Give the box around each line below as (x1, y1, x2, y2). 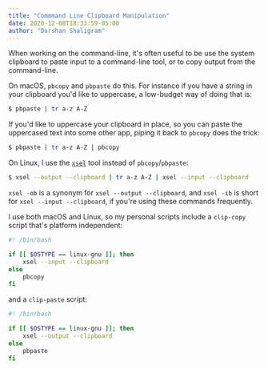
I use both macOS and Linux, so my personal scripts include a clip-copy (8, 212, 246, 221)
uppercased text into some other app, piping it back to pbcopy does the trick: (8, 128, 260, 138)
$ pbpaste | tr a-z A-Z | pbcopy (8, 143, 120, 152)
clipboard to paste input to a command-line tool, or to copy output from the (8, 57, 256, 66)
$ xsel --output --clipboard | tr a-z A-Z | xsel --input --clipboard (8, 174, 249, 182)
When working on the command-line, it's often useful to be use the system (8, 49, 254, 58)
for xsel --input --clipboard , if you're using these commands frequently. (8, 197, 254, 206)
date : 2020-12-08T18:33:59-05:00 (8, 19, 120, 27)
